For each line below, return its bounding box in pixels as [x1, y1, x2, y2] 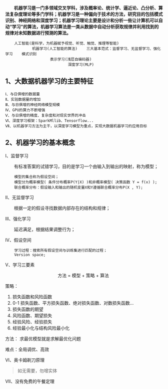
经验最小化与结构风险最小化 [12, 325, 70, 331]
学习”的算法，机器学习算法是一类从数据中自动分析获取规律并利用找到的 [11, 24, 159, 30]
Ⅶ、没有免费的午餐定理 [5, 378, 55, 384]
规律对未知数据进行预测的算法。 [5, 30, 71, 36]
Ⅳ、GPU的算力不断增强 [5, 107, 45, 112]
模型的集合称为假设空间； [14, 174, 59, 179]
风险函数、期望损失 [12, 312, 52, 318]
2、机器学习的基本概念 [5, 138, 75, 147]
